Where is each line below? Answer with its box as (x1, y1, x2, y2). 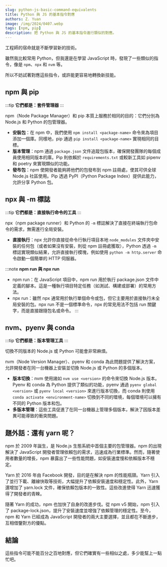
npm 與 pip (5, 88, 39, 96)
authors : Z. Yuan (5, 16, 41, 21)
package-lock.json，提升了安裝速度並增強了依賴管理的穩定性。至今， (10, 508, 154, 514)
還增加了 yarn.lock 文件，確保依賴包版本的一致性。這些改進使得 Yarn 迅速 (5, 484, 156, 490)
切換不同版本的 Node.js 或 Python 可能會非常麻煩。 (5, 348, 110, 354)
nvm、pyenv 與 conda (5, 324, 75, 332)
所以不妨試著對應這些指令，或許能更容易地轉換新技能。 (5, 72, 118, 78)
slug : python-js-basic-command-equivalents (5, 7, 97, 12)
